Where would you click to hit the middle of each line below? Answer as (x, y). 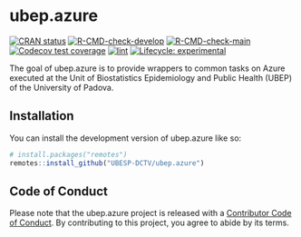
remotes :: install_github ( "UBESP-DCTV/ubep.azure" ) (107, 163)
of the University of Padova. (62, 87)
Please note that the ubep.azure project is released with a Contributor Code (150, 213)
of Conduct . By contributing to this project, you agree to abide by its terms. (150, 222)
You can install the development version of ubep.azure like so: (126, 138)
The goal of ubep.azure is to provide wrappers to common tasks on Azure (147, 68)
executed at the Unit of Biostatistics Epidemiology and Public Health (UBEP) (151, 77)
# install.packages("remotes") (68, 154)
